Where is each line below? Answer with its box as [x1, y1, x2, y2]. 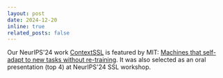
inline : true [7, 23, 45, 30]
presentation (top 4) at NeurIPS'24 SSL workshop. [7, 63, 151, 71]
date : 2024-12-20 [7, 17, 58, 23]
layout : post [7, 10, 45, 17]
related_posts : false [7, 29, 70, 37]
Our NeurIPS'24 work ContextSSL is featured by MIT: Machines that [7, 48, 201, 57]
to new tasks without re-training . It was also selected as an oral [25, 56, 206, 64]
